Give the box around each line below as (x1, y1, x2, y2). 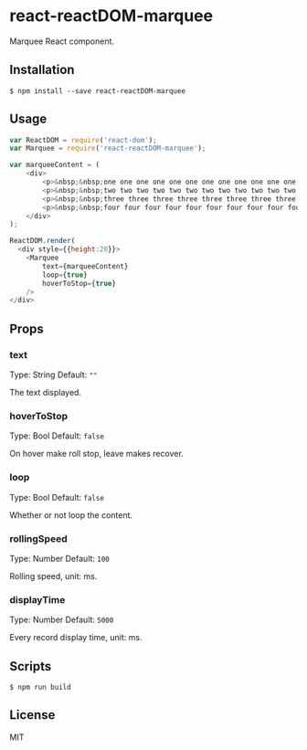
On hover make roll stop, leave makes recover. (9, 449, 185, 460)
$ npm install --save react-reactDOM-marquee (9, 86, 185, 96)
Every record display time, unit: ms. (9, 632, 143, 643)
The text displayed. (9, 387, 82, 397)
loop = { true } (42, 270, 89, 280)
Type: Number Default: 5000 (9, 614, 114, 626)
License (9, 707, 56, 723)
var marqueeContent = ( (9, 161, 101, 170)
